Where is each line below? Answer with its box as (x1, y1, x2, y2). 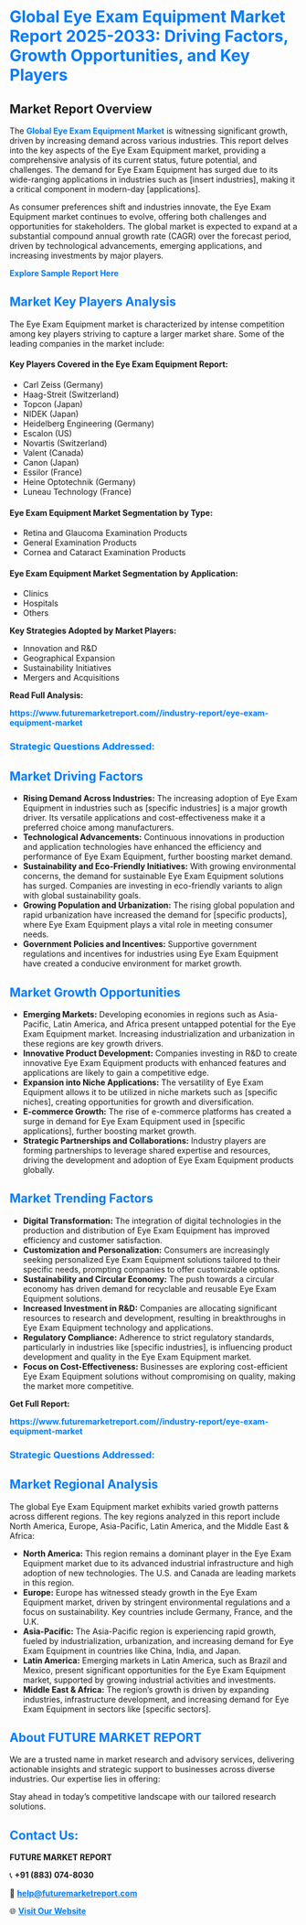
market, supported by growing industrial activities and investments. (22, 1674, 277, 1685)
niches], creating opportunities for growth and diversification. (22, 1096, 254, 1107)
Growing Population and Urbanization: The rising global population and (22, 899, 295, 911)
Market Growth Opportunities (9, 984, 181, 1000)
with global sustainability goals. (22, 890, 142, 901)
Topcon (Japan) (22, 399, 84, 410)
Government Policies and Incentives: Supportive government (22, 939, 258, 950)
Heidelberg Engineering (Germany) (22, 418, 155, 429)
